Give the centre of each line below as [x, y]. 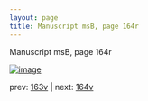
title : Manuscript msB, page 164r [74, 26]
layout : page [34, 18]
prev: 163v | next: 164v [51, 87]
